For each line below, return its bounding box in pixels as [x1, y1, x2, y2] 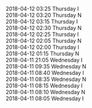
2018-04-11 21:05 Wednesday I [5, 57, 83, 63]
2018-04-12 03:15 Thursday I [5, 18, 78, 25]
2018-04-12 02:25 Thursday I [5, 31, 79, 38]
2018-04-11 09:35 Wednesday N [5, 63, 87, 70]
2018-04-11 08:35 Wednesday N [5, 75, 87, 83]
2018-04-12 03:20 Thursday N [5, 11, 82, 19]
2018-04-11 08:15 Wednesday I [5, 82, 83, 89]
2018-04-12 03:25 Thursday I [5, 5, 79, 12]
